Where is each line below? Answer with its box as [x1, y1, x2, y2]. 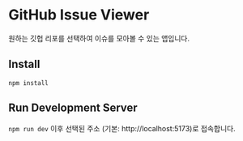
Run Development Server [8, 101, 138, 115]
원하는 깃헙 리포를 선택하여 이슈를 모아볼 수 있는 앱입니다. [8, 33, 190, 43]
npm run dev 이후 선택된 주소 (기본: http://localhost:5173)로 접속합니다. [8, 123, 237, 133]
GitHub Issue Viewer [8, 6, 150, 24]
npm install [8, 79, 49, 87]
